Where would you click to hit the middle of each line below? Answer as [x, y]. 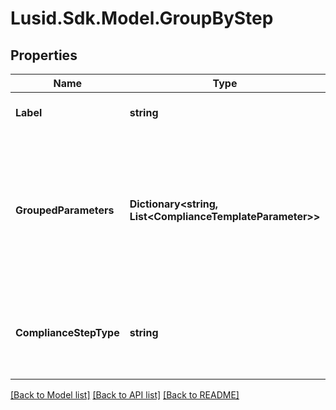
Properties [44, 55]
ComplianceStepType [67, 332]
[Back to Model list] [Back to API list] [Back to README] [125, 395]
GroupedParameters [65, 210]
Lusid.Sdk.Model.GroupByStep [142, 18]
